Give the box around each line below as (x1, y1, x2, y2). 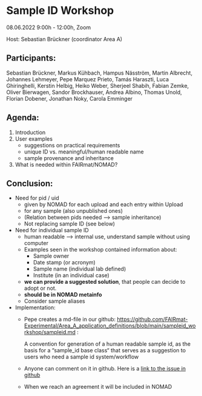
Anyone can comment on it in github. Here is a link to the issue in (24, 365, 186, 372)
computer (24, 240, 48, 247)
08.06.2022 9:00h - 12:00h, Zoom (6, 24, 91, 31)
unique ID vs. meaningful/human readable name (24, 148, 144, 155)
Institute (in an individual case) (33, 272, 110, 279)
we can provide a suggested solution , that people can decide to (24, 278, 186, 286)
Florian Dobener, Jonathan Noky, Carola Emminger (6, 95, 133, 102)
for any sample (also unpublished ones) (24, 207, 123, 215)
